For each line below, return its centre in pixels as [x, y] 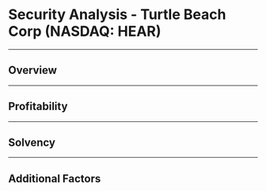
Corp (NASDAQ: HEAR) [85, 31]
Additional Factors [55, 179]
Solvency [32, 142]
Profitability [38, 107]
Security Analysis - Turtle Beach [117, 15]
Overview [33, 70]
